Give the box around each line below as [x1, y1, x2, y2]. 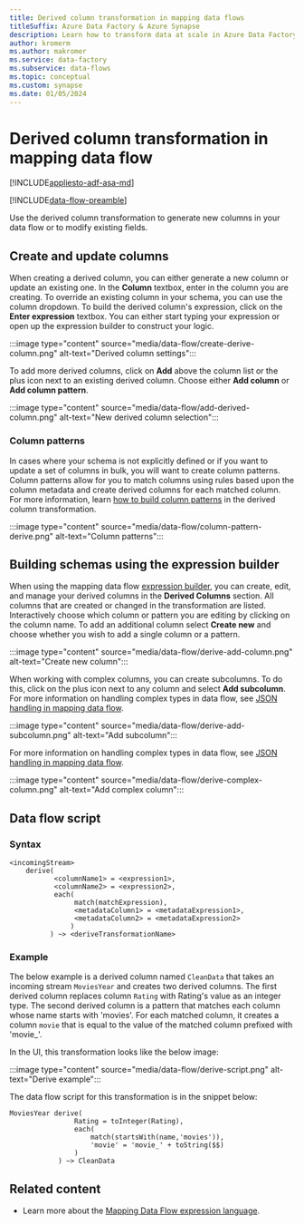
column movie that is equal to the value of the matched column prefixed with [9, 1019, 293, 1030]
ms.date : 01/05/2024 [9, 89, 88, 98]
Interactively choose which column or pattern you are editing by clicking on [9, 609, 290, 621]
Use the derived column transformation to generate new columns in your [9, 212, 280, 223]
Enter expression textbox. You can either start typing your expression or [9, 311, 280, 322]
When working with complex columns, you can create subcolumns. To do [9, 674, 283, 685]
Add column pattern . [9, 384, 89, 395]
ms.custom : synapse [9, 81, 83, 90]
